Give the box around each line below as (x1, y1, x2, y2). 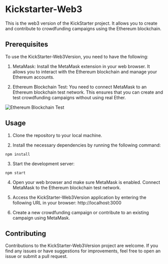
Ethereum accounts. (12, 74, 54, 80)
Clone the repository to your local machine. (12, 132, 102, 138)
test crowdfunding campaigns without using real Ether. (12, 94, 126, 100)
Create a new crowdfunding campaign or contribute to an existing (12, 209, 149, 215)
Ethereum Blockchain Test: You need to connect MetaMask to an (12, 84, 147, 90)
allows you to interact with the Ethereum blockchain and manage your (12, 69, 157, 75)
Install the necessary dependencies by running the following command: (12, 142, 161, 148)
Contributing (5, 229, 46, 238)
